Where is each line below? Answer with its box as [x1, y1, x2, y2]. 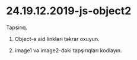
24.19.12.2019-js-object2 [6, 4, 132, 18]
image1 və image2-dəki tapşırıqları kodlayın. [14, 46, 123, 54]
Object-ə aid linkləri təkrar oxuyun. [14, 35, 100, 42]
